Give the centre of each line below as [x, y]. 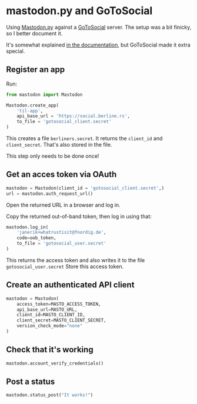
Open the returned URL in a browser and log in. [63, 205]
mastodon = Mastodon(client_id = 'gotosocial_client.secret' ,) [85, 188]
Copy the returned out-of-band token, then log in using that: [79, 216]
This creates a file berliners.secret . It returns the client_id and [84, 138]
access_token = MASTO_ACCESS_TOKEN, [59, 304]
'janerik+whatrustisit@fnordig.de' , [62, 233]
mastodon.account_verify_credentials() [55, 363]
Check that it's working [50, 350]
